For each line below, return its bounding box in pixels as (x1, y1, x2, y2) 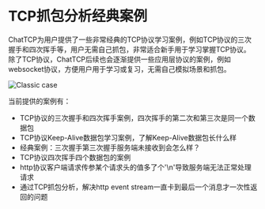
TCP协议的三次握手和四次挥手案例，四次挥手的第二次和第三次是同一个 (19, 113, 249, 122)
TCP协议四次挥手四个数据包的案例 (19, 152, 131, 162)
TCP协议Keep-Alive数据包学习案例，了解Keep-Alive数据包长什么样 (19, 132, 237, 142)
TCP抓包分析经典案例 (8, 7, 148, 25)
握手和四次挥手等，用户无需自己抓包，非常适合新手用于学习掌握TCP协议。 (8, 44, 251, 54)
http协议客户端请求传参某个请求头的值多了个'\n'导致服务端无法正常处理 (19, 162, 252, 172)
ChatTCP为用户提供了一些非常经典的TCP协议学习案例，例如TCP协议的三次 (8, 35, 252, 44)
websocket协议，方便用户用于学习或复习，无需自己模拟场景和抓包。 (8, 64, 231, 73)
